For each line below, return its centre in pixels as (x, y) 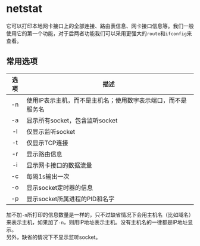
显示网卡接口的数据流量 (59, 165)
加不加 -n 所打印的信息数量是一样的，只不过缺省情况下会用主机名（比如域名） (99, 214)
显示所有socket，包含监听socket (72, 120)
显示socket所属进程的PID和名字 (71, 199)
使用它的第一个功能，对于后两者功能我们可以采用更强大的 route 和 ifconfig (97, 33)
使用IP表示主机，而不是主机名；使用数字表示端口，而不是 (107, 100)
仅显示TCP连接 (47, 143)
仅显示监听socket (51, 131)
